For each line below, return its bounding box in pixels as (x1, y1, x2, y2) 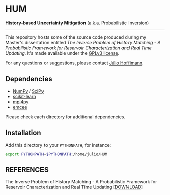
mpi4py (12, 99, 29, 105)
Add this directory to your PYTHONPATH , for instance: (5, 142, 111, 148)
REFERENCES (5, 165, 49, 174)
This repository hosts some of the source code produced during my (5, 34, 147, 40)
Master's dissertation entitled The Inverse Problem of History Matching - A (5, 39, 161, 45)
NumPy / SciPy (12, 88, 44, 94)
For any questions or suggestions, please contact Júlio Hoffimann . (5, 60, 144, 66)
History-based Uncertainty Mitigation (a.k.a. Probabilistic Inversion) (5, 20, 149, 26)
